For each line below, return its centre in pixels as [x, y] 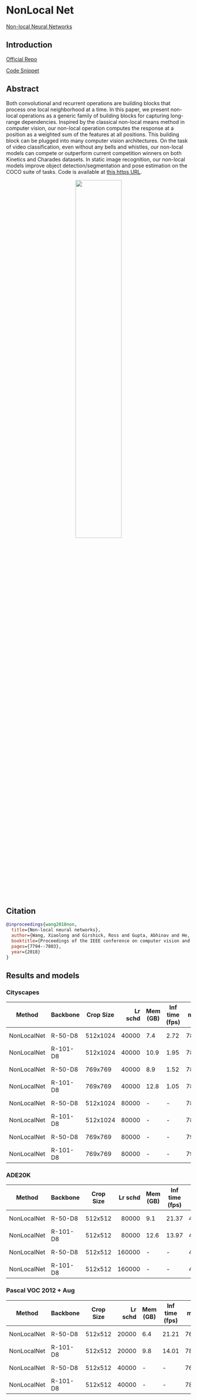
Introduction [29, 45]
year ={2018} [26, 952]
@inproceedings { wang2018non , [42, 925]
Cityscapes [23, 992]
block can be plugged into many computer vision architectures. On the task [97, 140]
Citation [21, 911]
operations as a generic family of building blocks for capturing [94, 116]
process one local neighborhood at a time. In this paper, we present [88, 109]
